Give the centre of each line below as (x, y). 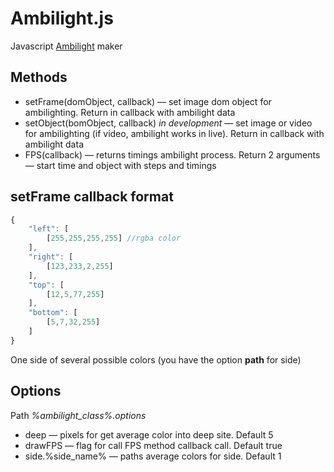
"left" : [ (49, 229)
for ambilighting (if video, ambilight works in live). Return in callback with (174, 133)
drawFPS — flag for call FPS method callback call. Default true (153, 445)
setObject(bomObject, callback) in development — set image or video (168, 123)
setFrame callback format (92, 197)
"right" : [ (51, 257)
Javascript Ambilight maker (66, 46)
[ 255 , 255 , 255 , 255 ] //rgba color (114, 238)
